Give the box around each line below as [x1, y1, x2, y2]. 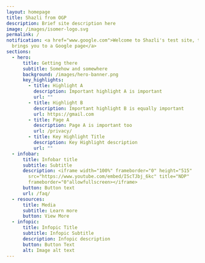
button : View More [22, 213, 70, 220]
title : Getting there [22, 60, 78, 66]
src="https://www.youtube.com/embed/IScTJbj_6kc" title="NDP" [28, 173, 190, 180]
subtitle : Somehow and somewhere [22, 65, 108, 72]
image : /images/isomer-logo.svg [6, 26, 88, 32]
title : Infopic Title [22, 225, 78, 231]
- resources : [12, 196, 45, 202]
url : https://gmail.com [33, 111, 95, 117]
